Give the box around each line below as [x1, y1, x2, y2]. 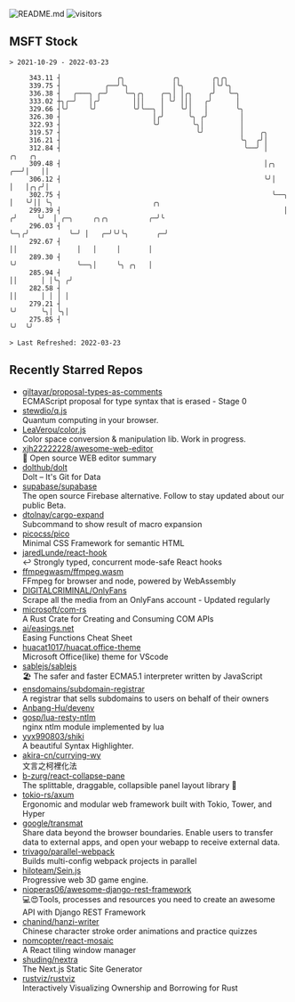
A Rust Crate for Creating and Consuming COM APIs [21, 613, 214, 623]
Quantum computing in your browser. [21, 414, 159, 425]
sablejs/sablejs [21, 660, 77, 672]
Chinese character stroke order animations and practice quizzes [21, 925, 258, 936]
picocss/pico [21, 528, 70, 539]
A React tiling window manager [21, 944, 136, 955]
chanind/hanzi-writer [21, 916, 100, 926]
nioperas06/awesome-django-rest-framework [21, 884, 192, 894]
